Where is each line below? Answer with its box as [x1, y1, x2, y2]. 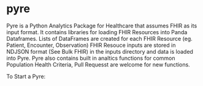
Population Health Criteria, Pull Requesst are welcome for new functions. [6, 60, 190, 68]
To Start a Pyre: [6, 73, 46, 80]
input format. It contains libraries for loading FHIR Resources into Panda [6, 28, 188, 35]
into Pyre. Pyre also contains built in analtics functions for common [6, 54, 175, 62]
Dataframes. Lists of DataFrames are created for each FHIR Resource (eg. [6, 35, 193, 42]
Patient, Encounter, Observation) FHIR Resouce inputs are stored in [6, 41, 176, 49]
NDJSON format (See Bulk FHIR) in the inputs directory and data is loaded [6, 48, 193, 55]
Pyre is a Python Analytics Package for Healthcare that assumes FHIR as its [6, 22, 197, 29]
